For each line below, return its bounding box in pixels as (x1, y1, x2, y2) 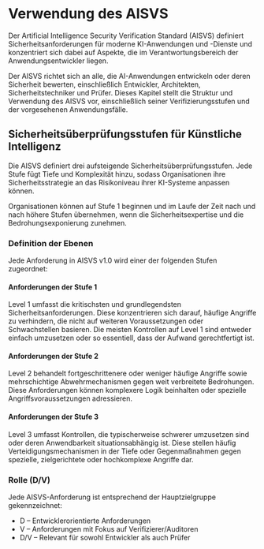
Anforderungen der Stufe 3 (8, 412, 99, 422)
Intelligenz (8, 140, 61, 154)
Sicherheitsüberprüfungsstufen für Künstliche (8, 128, 243, 141)
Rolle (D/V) (8, 474, 51, 485)
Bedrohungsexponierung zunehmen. (8, 218, 128, 227)
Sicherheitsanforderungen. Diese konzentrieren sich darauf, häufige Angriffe (8, 308, 257, 318)
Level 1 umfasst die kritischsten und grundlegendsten (8, 300, 182, 309)
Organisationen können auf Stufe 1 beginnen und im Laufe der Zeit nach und (8, 201, 256, 211)
